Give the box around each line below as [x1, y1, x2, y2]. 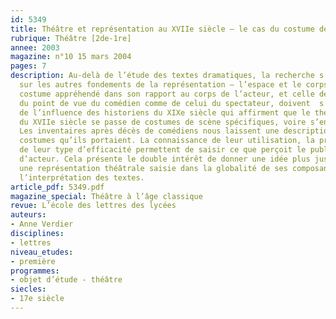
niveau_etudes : [10, 247, 74, 257]
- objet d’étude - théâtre [10, 275, 123, 285]
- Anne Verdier [10, 219, 74, 230]
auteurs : [10, 210, 47, 220]
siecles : [10, 284, 47, 295]
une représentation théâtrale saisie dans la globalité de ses [19, 163, 288, 173]
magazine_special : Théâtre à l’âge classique [10, 191, 203, 201]
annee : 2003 [10, 42, 60, 53]
